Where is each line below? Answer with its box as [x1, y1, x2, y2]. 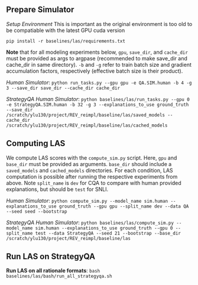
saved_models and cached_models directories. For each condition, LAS [6, 167, 173, 174]
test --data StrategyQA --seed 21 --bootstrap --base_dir [35, 230, 181, 236]
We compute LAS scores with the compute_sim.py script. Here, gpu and [6, 154, 177, 161]
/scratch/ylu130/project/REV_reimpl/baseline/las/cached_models [6, 122, 168, 128]
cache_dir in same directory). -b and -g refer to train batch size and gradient [6, 61, 192, 68]
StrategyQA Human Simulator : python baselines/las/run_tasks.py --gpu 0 [6, 95, 190, 102]
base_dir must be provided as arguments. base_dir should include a [6, 160, 172, 167]
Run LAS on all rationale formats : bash [6, 267, 100, 274]
